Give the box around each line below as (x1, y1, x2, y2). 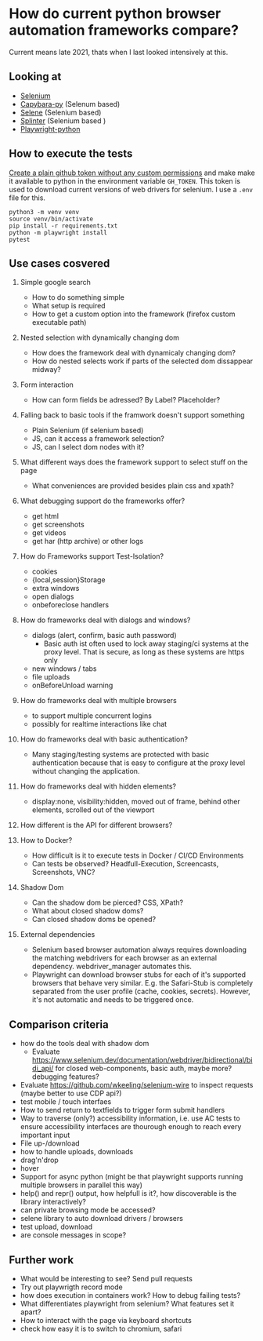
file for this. (9, 193, 46, 202)
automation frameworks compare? (9, 21, 240, 39)
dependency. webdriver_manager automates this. (31, 962, 193, 971)
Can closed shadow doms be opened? (31, 915, 156, 924)
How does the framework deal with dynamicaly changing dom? (31, 348, 236, 358)
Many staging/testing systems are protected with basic (31, 750, 210, 760)
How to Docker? (20, 836, 73, 845)
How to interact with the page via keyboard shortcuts (20, 1316, 193, 1325)
